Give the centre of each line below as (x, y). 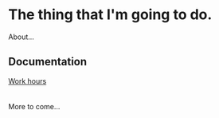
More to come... (34, 106)
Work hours (27, 81)
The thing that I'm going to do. (110, 15)
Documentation (48, 62)
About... (21, 37)
